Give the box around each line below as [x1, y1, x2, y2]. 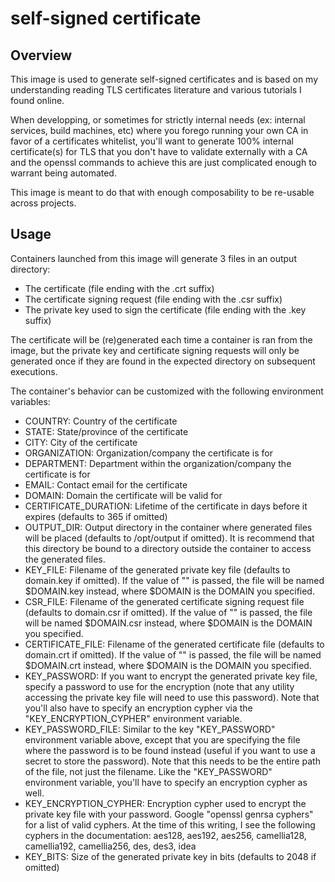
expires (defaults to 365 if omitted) [24, 510, 168, 522]
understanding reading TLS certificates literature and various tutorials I [10, 84, 302, 96]
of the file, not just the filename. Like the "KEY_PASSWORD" [24, 765, 273, 777]
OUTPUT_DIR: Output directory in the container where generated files [24, 521, 313, 533]
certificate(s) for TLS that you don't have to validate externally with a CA [10, 146, 308, 157]
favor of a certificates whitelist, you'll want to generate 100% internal [10, 135, 294, 147]
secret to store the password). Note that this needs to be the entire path [24, 755, 321, 767]
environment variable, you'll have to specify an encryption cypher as [24, 776, 308, 788]
